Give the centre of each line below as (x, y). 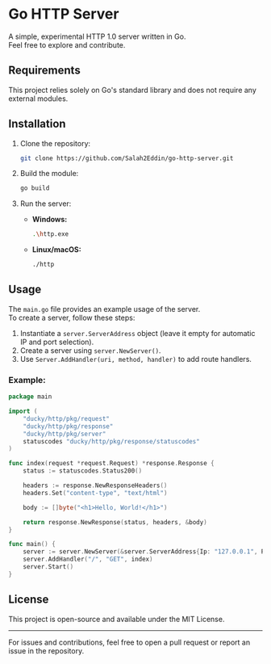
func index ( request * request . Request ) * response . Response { (112, 464)
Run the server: (46, 204)
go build (35, 188)
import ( (23, 412)
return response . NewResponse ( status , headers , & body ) (115, 522)
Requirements (44, 71)
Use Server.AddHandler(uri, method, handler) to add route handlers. (136, 359)
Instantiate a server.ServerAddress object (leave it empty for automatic (138, 333)
